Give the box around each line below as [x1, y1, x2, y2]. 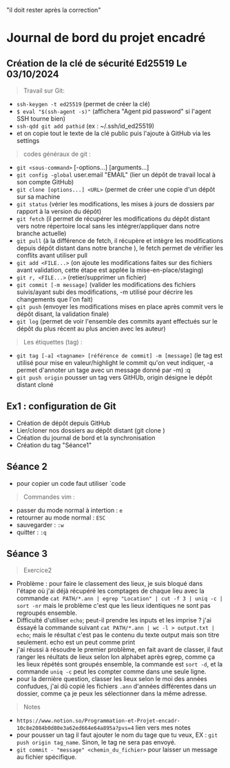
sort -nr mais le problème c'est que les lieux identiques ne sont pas [16, 602, 211, 610]
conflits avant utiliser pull [16, 251, 87, 259]
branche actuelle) [16, 229, 67, 237]
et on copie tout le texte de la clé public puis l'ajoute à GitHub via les [16, 129, 211, 137]
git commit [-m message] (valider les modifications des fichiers [16, 281, 196, 288]
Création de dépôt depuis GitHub [16, 419, 111, 427]
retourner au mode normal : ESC [16, 513, 106, 522]
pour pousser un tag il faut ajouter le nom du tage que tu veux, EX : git [16, 731, 218, 739]
